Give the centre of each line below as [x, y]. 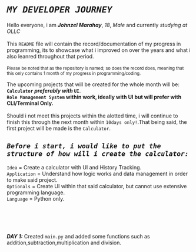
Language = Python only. [36, 198]
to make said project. [32, 180]
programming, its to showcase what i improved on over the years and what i [99, 50]
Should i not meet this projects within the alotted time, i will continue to [92, 116]
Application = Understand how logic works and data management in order [97, 174]
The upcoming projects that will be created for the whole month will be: [93, 84]
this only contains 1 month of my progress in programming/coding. [74, 73]
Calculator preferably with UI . [44, 90]
